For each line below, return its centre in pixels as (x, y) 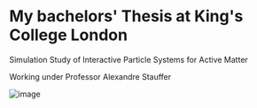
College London (69, 35)
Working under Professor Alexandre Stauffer (90, 76)
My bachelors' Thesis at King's (126, 16)
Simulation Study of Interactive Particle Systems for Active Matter (128, 59)
